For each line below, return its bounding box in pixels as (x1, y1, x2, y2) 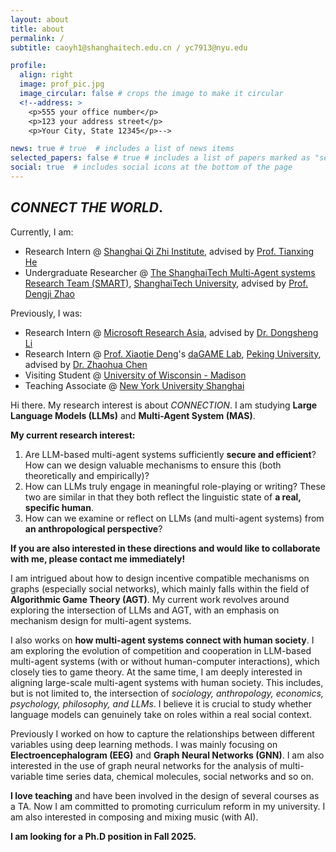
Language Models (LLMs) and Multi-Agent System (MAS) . (10, 409, 256, 421)
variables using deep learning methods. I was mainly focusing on (10, 738, 278, 750)
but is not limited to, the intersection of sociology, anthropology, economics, (10, 687, 324, 699)
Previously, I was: (10, 307, 83, 319)
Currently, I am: (10, 226, 74, 238)
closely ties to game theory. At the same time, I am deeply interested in (10, 666, 303, 678)
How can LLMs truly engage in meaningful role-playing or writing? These (24, 480, 326, 492)
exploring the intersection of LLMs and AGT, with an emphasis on (10, 604, 280, 616)
